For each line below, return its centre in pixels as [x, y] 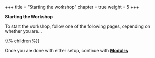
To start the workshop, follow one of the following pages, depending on [77, 26]
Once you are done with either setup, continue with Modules [67, 50]
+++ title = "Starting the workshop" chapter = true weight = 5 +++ [72, 7]
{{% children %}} [23, 41]
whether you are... [24, 31]
